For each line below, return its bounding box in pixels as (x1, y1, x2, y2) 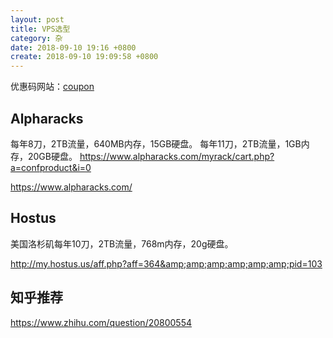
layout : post (10, 14, 65, 25)
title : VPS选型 (10, 24, 71, 34)
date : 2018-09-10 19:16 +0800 (10, 42, 137, 53)
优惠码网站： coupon (10, 81, 95, 93)
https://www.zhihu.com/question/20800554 (10, 316, 193, 328)
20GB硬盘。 (27, 150, 78, 162)
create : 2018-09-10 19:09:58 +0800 (10, 52, 159, 62)
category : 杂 (10, 33, 63, 43)
